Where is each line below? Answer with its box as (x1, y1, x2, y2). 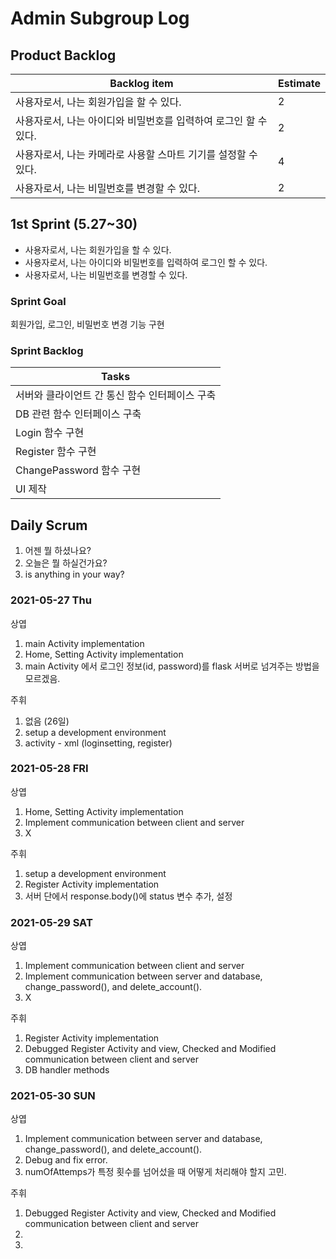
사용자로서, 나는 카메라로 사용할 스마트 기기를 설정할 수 (15, 148, 258, 161)
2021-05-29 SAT (10, 915, 93, 929)
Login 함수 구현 (15, 426, 85, 440)
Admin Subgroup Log (10, 7, 190, 30)
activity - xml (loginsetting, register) (24, 737, 173, 749)
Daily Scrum (10, 517, 88, 534)
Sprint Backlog (10, 344, 84, 358)
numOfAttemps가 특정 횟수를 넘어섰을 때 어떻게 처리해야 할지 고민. (24, 1166, 287, 1178)
